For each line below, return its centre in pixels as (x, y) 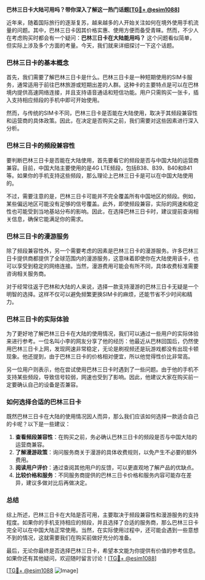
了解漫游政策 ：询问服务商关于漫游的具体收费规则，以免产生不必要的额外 (106, 452)
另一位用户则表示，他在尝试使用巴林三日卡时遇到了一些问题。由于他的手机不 (103, 369)
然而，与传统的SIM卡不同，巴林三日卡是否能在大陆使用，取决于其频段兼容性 (102, 113)
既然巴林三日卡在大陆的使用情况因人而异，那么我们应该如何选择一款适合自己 (103, 416)
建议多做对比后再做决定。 (58, 483)
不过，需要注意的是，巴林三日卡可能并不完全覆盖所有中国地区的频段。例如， (103, 196)
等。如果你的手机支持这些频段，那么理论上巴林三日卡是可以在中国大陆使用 (100, 175)
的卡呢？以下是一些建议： (38, 424)
